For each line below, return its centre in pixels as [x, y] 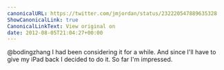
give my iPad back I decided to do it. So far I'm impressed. [90, 60]
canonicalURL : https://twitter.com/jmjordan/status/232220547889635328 [112, 13]
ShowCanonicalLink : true [43, 20]
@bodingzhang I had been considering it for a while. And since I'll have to [112, 52]
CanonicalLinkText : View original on [61, 26]
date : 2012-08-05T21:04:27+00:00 [55, 33]
